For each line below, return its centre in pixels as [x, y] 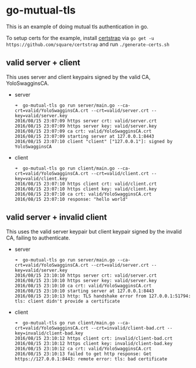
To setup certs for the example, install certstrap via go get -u [80, 38]
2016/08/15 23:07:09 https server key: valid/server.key [86, 126]
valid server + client [43, 63]
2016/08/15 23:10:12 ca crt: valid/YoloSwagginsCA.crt [83, 349]
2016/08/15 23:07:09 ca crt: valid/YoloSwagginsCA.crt [83, 131]
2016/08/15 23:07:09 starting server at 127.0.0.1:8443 [84, 136]
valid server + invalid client [57, 218]
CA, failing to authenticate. [38, 238]
